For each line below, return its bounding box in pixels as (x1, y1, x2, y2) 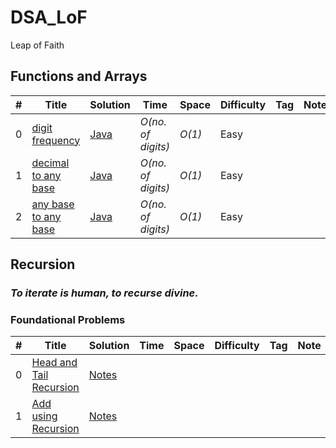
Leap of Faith (10, 39, 65, 51)
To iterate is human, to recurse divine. (10, 286, 199, 300)
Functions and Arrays (10, 68, 148, 85)
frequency (31, 133, 81, 147)
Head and (31, 356, 78, 370)
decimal (31, 156, 70, 170)
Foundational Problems (10, 312, 126, 326)
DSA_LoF (10, 6, 88, 29)
